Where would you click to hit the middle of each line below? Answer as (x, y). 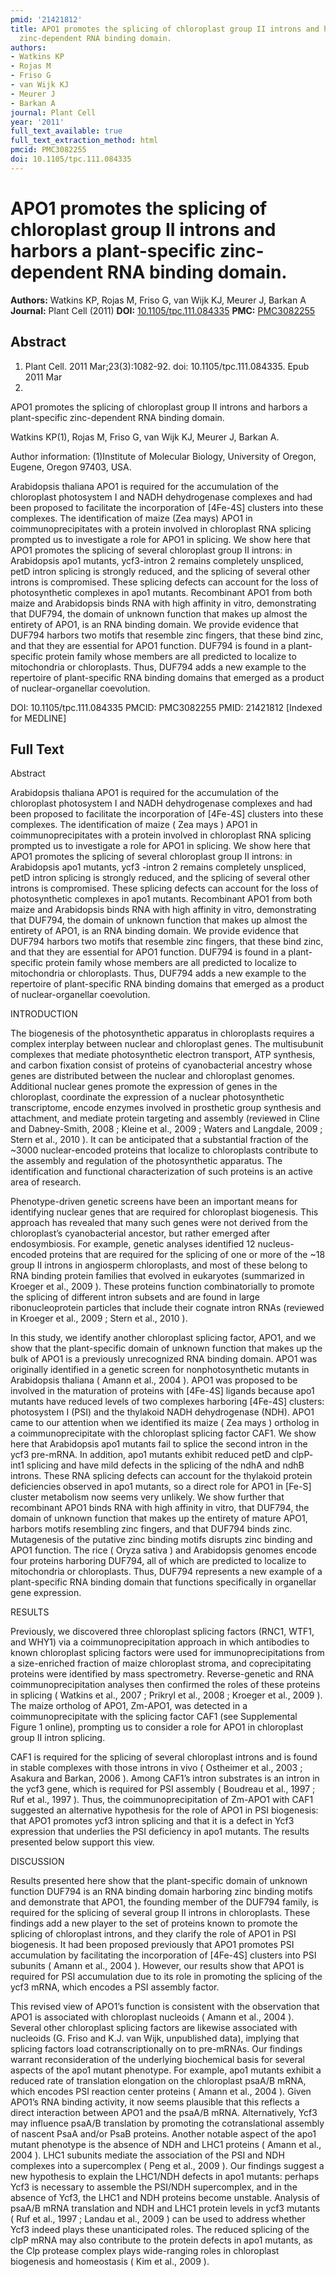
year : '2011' (37, 122)
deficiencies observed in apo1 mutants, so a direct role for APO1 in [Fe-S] (161, 1487)
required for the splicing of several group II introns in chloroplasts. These (160, 1913)
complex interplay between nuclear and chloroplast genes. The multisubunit (167, 1044)
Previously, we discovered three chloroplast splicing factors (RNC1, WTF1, (162, 1632)
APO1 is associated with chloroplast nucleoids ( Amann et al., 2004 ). (152, 2017)
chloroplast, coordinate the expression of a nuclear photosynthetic (147, 1097)
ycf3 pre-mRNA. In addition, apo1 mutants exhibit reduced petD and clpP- (162, 1455)
